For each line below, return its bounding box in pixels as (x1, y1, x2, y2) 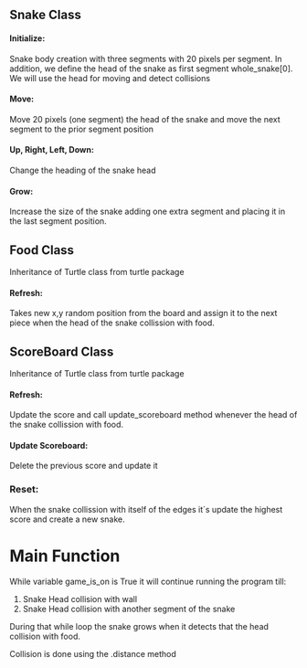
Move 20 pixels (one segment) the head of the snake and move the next (9, 113, 281, 124)
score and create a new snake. (9, 514, 125, 525)
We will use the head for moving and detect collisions (9, 72, 211, 83)
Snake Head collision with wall (22, 593, 138, 604)
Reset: (9, 483, 39, 496)
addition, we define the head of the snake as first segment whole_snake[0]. (9, 63, 293, 74)
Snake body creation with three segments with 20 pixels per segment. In (9, 53, 282, 64)
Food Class (9, 242, 75, 258)
